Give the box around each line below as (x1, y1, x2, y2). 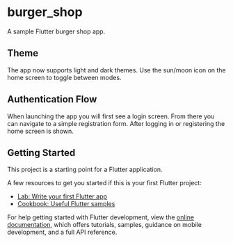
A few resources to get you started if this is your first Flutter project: (7, 179, 202, 187)
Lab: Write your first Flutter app (17, 192, 108, 201)
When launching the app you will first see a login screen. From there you (7, 112, 215, 120)
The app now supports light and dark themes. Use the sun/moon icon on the (7, 65, 226, 74)
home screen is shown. (7, 127, 74, 135)
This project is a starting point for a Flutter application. (7, 165, 163, 174)
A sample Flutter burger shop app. (7, 27, 106, 36)
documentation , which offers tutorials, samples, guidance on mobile (7, 221, 202, 229)
